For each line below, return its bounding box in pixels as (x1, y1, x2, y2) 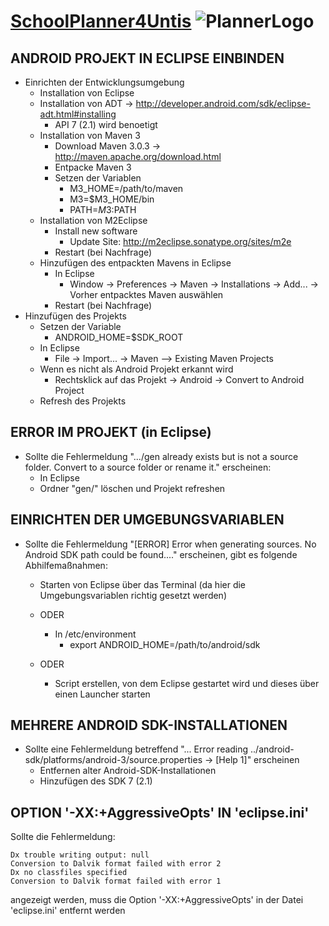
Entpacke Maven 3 (54, 161, 132, 173)
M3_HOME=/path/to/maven (69, 183, 184, 194)
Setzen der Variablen (54, 172, 142, 184)
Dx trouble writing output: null (10, 850, 150, 860)
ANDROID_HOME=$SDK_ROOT (54, 331, 184, 343)
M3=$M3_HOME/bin (69, 193, 155, 205)
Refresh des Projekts (39, 395, 127, 407)
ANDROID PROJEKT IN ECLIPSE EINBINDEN (10, 50, 285, 67)
